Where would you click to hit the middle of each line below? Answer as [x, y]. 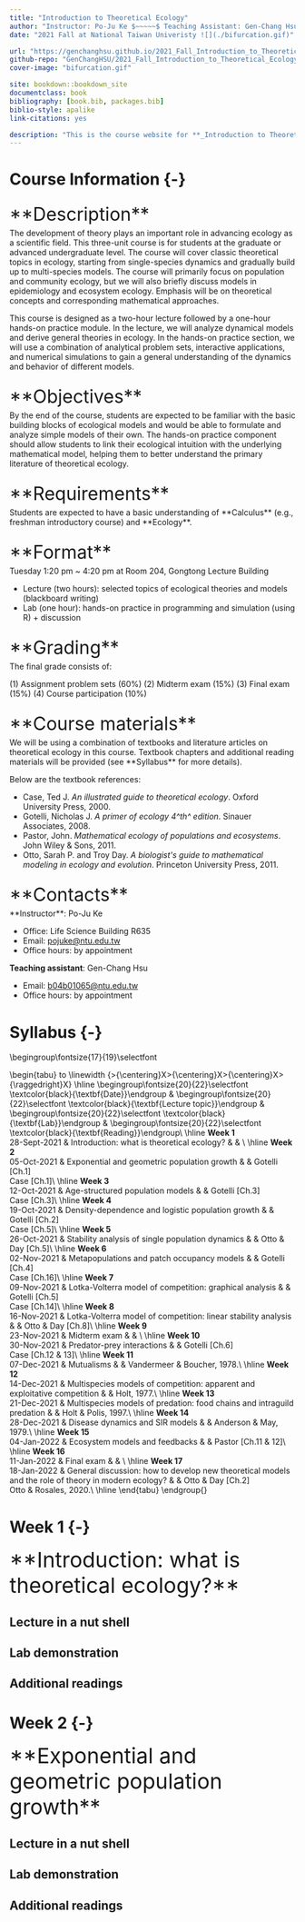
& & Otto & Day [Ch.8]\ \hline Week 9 [79, 1326]
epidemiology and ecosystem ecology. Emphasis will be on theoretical [141, 291]
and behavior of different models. [72, 367]
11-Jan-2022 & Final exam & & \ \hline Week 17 [96, 1461]
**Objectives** [76, 397]
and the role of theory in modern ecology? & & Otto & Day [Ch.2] [130, 1480]
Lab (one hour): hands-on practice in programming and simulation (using [159, 608]
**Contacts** [69, 895]
